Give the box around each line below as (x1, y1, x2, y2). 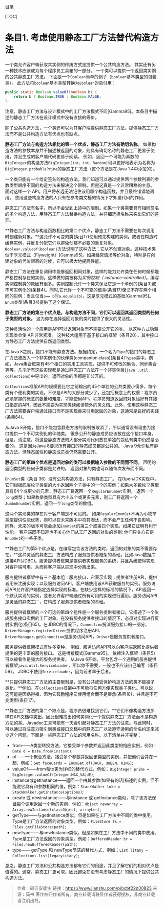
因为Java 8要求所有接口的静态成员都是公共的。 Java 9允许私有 (27, 443, 154, 449)
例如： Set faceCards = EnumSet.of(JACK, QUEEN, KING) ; (20, 760, 134, 766)
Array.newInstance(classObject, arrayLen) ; (12, 806, 102, 812)
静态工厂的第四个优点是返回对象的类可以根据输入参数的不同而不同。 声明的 (5, 459, 156, 465)
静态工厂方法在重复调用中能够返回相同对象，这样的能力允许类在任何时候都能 (5, 268, 159, 274)
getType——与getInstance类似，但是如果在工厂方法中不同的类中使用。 (12, 812, 155, 818)
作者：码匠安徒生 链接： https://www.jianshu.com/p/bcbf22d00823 (17, 885, 152, 891)
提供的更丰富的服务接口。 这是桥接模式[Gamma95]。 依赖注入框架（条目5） (5, 650, 158, 656)
